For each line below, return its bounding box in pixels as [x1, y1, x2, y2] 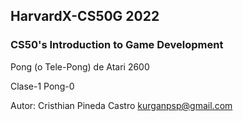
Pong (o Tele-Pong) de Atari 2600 [10, 60, 150, 73]
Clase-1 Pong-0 [10, 80, 75, 92]
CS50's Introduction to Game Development [10, 38, 224, 52]
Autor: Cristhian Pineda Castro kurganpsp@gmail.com [10, 99, 233, 111]
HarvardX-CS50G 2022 [10, 8, 160, 25]
